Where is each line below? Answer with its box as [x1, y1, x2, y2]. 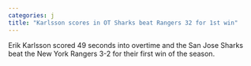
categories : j [8, 11, 55, 20]
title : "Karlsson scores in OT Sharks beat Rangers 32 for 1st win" [8, 19, 238, 27]
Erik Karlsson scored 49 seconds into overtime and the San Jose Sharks [8, 40, 243, 49]
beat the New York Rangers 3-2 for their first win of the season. [8, 49, 215, 58]
